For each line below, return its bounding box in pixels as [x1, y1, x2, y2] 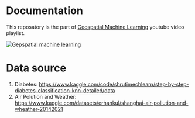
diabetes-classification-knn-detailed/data [14, 86, 115, 94]
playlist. [6, 29, 25, 36]
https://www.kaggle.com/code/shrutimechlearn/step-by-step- [39, 81, 189, 88]
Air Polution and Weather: [14, 93, 77, 100]
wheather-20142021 [14, 105, 63, 112]
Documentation [6, 4, 84, 18]
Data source [6, 61, 66, 75]
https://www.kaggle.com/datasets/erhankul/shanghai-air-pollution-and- [14, 99, 189, 106]
